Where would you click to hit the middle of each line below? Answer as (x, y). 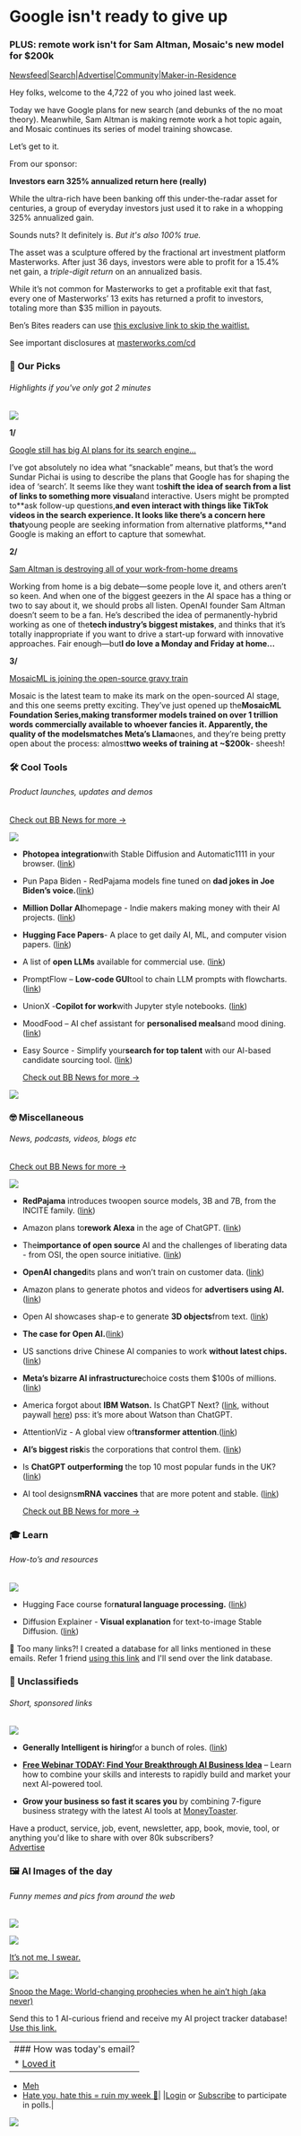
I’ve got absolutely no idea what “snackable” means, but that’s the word (141, 467)
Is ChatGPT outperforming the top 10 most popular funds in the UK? (149, 1466)
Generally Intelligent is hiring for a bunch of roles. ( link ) (125, 1747)
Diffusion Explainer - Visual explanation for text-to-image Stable (142, 1622)
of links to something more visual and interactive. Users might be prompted (149, 496)
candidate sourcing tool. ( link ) (77, 1059)
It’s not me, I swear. (45, 1957)
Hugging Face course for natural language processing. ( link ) (134, 1604)
